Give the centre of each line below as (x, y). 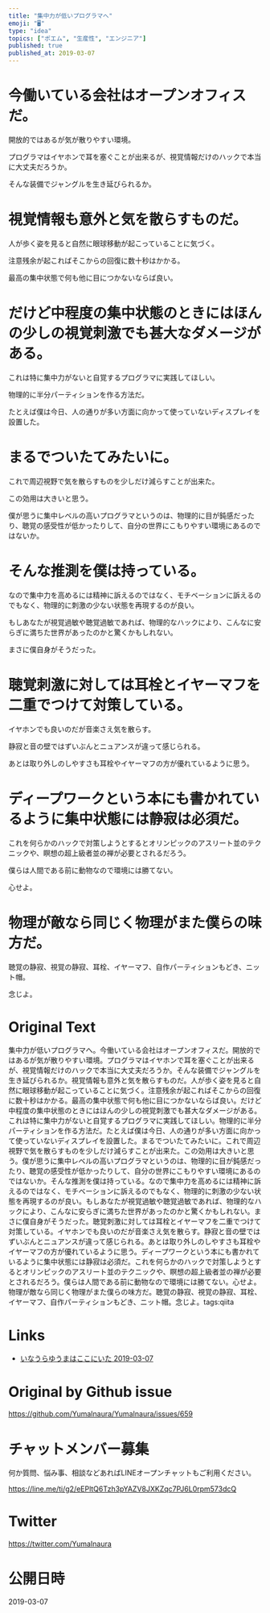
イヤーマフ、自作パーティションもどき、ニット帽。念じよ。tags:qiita (121, 1302)
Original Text (52, 1027)
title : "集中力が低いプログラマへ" (61, 16)
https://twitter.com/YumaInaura (60, 1544)
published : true (35, 46)
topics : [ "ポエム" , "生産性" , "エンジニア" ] (78, 38)
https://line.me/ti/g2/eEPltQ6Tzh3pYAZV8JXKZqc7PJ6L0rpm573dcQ (123, 1489)
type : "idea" (30, 31)
